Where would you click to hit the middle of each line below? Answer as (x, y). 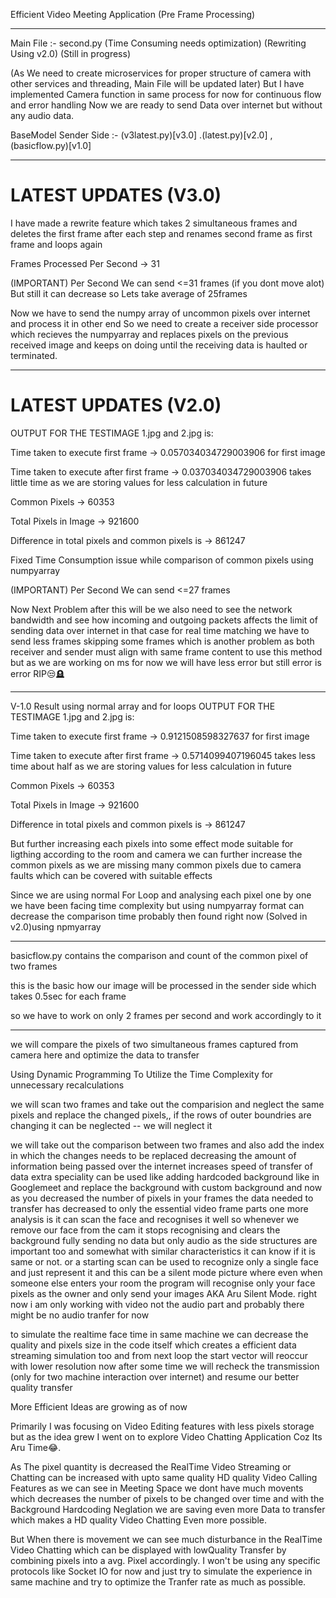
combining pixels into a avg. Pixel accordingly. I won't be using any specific (165, 1560)
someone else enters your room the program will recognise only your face (163, 1283)
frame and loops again (56, 244)
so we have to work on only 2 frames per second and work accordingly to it (166, 1015)
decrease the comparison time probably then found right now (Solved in (159, 916)
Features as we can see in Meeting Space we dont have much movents (157, 1488)
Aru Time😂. (36, 1447)
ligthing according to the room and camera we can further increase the (156, 854)
